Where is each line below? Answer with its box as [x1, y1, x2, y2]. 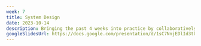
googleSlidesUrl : [6, 31, 50, 37]
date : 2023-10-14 [6, 20, 50, 26]
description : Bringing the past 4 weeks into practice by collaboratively [6, 25, 197, 32]
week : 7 [6, 8, 26, 15]
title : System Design [6, 14, 60, 20]
